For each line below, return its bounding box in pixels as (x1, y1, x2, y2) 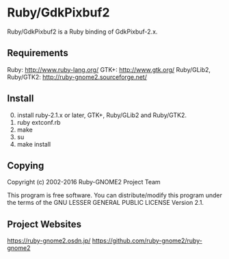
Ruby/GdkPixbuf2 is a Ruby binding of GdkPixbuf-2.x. (7, 27, 158, 36)
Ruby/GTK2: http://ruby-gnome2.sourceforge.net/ (7, 73, 147, 81)
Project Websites (7, 218, 82, 230)
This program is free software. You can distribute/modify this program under (7, 191, 223, 199)
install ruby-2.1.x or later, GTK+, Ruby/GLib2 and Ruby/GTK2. (16, 111, 187, 119)
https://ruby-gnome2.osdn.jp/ (7, 236, 91, 245)
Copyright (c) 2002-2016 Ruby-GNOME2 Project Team (7, 178, 161, 186)
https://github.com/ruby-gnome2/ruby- (92, 236, 203, 245)
